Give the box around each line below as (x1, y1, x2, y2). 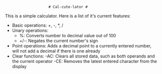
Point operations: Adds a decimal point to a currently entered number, (12, 43, 152, 48)
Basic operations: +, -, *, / (12, 22, 64, 28)
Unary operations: (12, 28, 49, 33)
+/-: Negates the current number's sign (19, 38, 98, 44)
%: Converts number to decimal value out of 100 (19, 33, 116, 38)
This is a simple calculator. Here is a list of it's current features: (5, 13, 131, 19)
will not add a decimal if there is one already (12, 48, 100, 54)
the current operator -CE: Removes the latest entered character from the (12, 59, 157, 64)
